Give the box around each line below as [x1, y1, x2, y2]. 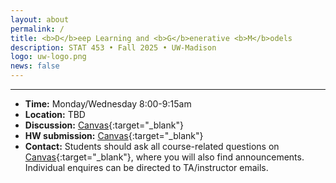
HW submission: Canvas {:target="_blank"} [24, 130, 204, 141]
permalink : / [10, 24, 65, 34]
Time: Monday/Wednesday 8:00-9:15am [24, 98, 192, 110]
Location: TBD [24, 109, 86, 120]
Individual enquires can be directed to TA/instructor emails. [24, 162, 269, 173]
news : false [10, 61, 60, 71]
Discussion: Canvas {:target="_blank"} [24, 119, 184, 131]
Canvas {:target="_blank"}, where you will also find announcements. [24, 151, 305, 163]
